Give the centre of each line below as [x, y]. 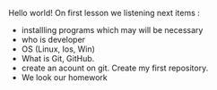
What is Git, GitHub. [58, 58]
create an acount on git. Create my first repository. [115, 68]
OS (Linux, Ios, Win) [58, 49]
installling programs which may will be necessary [112, 30]
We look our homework [65, 78]
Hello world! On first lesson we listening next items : [104, 13]
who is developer [53, 40]
